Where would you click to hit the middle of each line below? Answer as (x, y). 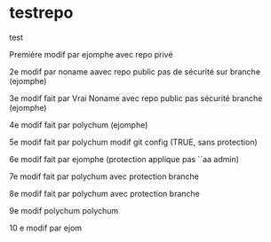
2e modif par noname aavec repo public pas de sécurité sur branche (135, 71)
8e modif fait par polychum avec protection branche (104, 193)
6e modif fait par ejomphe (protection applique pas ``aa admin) (124, 159)
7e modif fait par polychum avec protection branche (104, 176)
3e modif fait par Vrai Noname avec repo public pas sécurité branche (136, 98)
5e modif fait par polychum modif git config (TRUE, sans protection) (133, 142)
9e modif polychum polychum (64, 210)
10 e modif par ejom (46, 228)
